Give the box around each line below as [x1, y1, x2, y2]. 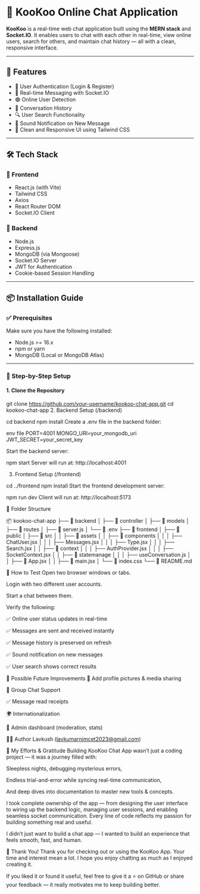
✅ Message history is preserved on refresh [6, 639, 112, 646]
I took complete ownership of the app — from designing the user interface [6, 799, 189, 806]
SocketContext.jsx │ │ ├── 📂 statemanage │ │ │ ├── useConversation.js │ [6, 551, 191, 558]
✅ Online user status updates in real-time [6, 615, 108, 622]
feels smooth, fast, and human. [6, 836, 82, 843]
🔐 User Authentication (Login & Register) [14, 83, 114, 90]
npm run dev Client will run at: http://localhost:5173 [6, 493, 132, 501]
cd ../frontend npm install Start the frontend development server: [6, 482, 165, 489]
